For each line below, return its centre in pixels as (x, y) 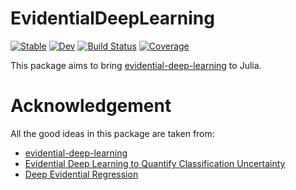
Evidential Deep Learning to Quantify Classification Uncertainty (155, 163)
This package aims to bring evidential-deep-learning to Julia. (136, 65)
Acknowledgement (91, 106)
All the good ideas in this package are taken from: (112, 133)
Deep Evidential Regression (81, 174)
